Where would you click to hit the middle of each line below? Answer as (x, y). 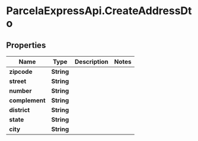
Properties (26, 45)
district (20, 110)
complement (27, 100)
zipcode (21, 72)
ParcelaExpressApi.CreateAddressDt (99, 11)
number (20, 91)
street (18, 81)
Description (92, 62)
